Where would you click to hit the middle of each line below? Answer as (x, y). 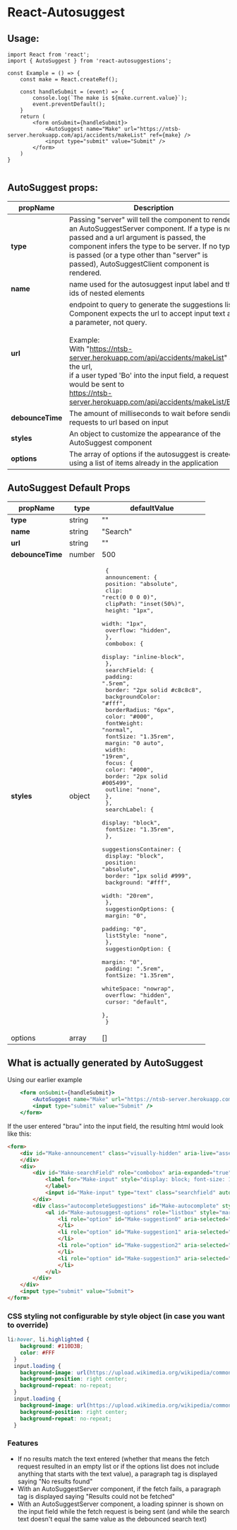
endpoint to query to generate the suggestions (146, 304)
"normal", (117, 730)
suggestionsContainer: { (142, 849)
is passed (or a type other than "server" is (139, 255)
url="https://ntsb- (152, 129)
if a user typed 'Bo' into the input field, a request (149, 375)
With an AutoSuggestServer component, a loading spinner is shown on (121, 1504)
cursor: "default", (136, 1002)
